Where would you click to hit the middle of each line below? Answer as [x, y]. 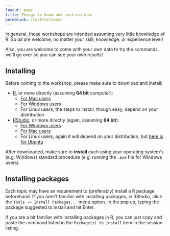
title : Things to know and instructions [49, 15]
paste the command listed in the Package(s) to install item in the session [84, 222]
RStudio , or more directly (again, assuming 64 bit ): [66, 120]
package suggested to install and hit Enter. [50, 207]
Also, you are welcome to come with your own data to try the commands [82, 50]
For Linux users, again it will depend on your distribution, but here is [92, 136]
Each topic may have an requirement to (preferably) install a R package [80, 191]
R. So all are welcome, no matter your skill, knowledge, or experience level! [84, 39]
